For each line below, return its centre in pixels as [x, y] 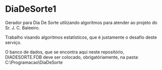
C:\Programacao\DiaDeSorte [34, 62]
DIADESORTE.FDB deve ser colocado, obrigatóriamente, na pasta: [72, 57]
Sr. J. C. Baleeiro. [23, 27]
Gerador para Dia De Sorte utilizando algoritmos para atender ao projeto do [81, 23]
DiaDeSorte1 [31, 9]
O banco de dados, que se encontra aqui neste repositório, [65, 52]
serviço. [13, 42]
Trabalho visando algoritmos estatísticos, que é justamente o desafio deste [81, 37]
